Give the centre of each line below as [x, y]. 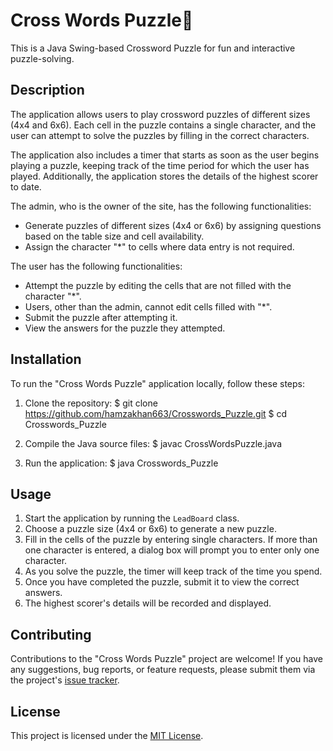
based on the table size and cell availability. [114, 236]
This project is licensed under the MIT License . [107, 735]
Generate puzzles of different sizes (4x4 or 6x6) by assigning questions [173, 225]
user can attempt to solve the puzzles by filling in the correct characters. [160, 135]
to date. [26, 186]
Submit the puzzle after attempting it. [101, 317]
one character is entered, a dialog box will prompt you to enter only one [172, 550]
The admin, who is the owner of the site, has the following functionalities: [161, 206]
